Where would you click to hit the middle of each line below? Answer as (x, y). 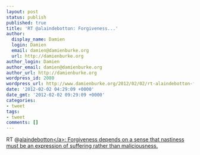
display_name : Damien (38, 39)
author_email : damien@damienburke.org (54, 67)
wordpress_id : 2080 (30, 78)
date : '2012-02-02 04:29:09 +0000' (50, 89)
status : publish (26, 17)
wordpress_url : (25, 84)
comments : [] (22, 123)
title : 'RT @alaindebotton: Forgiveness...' (62, 28)
